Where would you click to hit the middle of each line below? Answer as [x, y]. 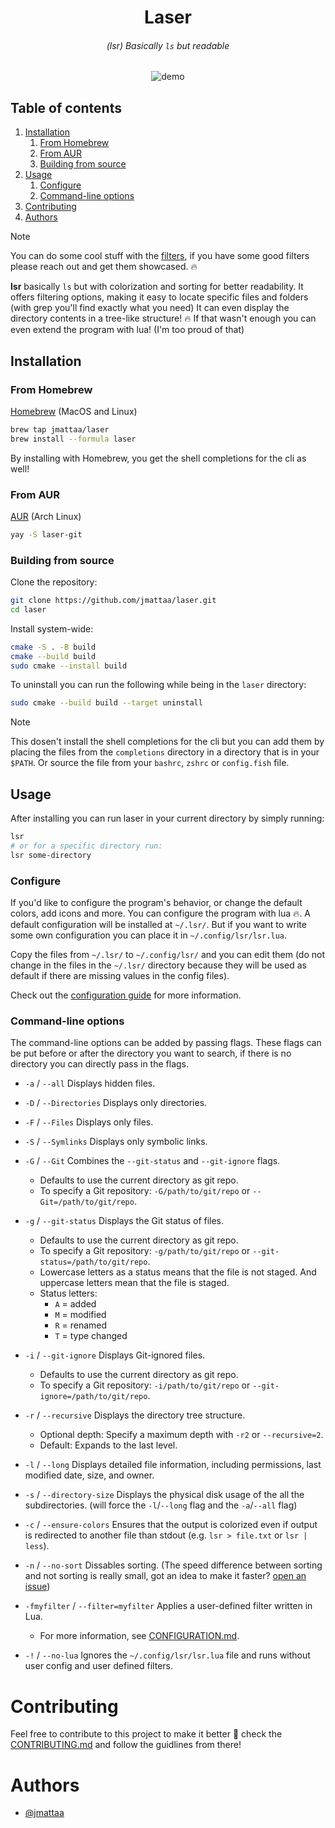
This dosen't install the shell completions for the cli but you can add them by [167, 742]
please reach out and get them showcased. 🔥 [104, 267]
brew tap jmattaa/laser [60, 429]
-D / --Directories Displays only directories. [116, 1103]
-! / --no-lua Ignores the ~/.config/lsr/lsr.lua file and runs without [167, 1655]
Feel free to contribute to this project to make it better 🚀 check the [146, 1734]
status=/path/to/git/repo [93, 1262]
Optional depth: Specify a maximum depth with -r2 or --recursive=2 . [181, 1435]
